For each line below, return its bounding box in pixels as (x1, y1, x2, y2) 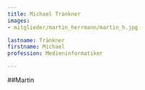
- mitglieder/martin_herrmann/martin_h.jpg (7, 24, 139, 31)
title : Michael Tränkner (7, 10, 81, 18)
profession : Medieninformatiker (7, 50, 103, 57)
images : (7, 17, 31, 24)
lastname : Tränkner (7, 36, 65, 44)
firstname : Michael (7, 44, 65, 51)
